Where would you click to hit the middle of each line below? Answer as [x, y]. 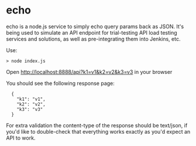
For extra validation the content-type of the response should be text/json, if [97, 125]
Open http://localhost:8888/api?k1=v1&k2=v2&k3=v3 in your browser [89, 72]
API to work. [21, 138]
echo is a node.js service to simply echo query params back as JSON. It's [95, 26]
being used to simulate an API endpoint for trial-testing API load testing [92, 32]
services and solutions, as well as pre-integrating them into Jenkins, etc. [93, 39]
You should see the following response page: [61, 83]
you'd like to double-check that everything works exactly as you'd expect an [98, 131]
